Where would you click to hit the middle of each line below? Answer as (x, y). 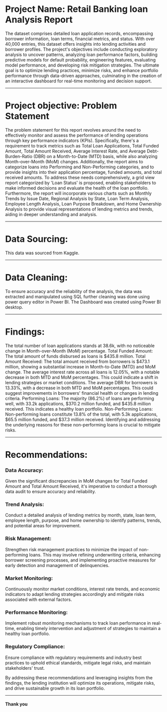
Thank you (16, 704)
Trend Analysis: (25, 504)
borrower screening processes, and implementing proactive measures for (81, 560)
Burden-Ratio (19, 156)
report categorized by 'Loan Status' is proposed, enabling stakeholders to (81, 183)
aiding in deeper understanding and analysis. (51, 214)
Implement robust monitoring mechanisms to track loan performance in (78, 623)
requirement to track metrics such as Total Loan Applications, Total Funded (82, 145)
